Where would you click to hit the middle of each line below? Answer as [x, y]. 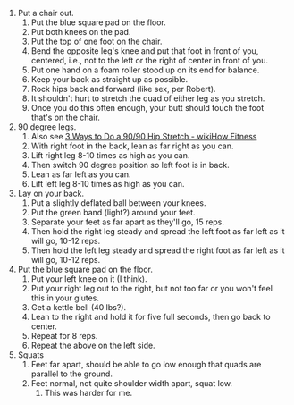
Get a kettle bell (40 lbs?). [79, 307]
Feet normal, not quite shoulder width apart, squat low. [131, 383]
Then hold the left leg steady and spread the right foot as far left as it [158, 250]
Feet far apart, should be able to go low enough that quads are [146, 364]
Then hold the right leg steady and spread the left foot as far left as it [158, 231]
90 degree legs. [47, 127]
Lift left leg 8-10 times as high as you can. [108, 184]
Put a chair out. [46, 13]
